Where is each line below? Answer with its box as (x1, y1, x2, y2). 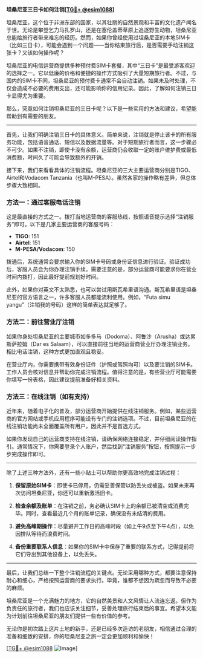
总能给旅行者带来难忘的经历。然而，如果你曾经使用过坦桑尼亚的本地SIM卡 (6, 34, 191, 41)
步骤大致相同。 (6, 181, 43, 189)
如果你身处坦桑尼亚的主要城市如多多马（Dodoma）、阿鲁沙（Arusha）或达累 (6, 333, 196, 340)
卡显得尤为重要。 (6, 92, 49, 99)
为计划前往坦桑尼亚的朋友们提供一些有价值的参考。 (6, 612, 134, 619)
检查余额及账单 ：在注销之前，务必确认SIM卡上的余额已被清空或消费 (14, 502, 184, 509)
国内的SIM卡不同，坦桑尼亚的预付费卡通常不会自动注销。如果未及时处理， (6, 77, 191, 84)
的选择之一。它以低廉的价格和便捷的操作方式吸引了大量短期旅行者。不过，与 (6, 70, 197, 76)
